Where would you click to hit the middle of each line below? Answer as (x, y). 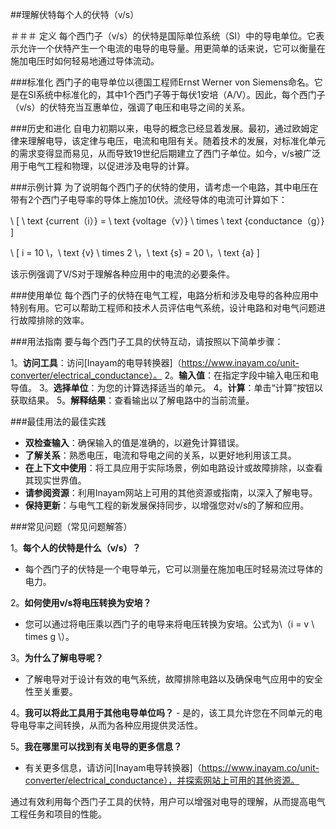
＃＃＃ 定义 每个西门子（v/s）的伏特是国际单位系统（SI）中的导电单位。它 (163, 36)
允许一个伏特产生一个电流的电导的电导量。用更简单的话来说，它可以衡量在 (172, 48)
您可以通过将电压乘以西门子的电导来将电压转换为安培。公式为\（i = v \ (169, 624)
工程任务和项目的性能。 (58, 814)
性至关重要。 (51, 691)
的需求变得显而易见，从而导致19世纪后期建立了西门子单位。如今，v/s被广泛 (165, 153)
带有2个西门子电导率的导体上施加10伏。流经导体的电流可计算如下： (149, 199)
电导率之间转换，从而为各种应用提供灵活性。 (110, 725)
